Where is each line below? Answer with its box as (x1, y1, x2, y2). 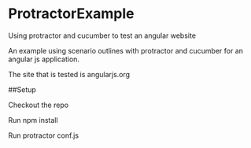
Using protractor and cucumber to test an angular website (8, 31, 197, 40)
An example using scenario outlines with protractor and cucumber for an (8, 46, 244, 55)
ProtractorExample (8, 5, 135, 23)
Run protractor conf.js (8, 131, 79, 140)
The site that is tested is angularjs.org (8, 69, 131, 79)
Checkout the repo (8, 100, 69, 109)
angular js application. (8, 54, 80, 64)
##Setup (8, 84, 37, 94)
